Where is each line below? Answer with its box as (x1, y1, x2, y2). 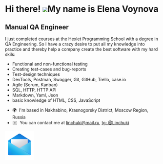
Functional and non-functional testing (12, 61, 88, 67)
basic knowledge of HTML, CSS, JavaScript (12, 97, 101, 103)
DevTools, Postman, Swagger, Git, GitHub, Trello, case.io (12, 77, 126, 82)
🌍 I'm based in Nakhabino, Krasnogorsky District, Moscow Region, (12, 107, 149, 113)
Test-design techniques (12, 71, 60, 77)
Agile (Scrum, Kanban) (12, 82, 58, 88)
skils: (5, 51, 16, 57)
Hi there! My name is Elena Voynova (5, 3, 159, 15)
